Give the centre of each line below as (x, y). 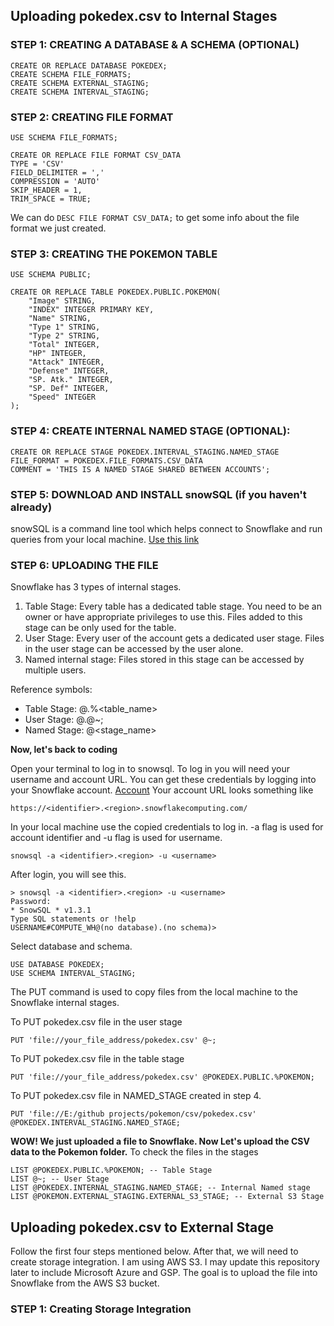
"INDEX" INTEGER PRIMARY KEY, (91, 310)
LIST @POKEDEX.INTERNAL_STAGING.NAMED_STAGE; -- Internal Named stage (160, 1188)
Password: (31, 902)
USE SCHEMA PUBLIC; (51, 275)
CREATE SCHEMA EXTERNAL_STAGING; (80, 83)
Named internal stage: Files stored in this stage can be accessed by (164, 660)
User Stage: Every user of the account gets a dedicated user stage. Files (174, 638)
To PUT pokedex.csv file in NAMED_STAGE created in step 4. (136, 1096)
